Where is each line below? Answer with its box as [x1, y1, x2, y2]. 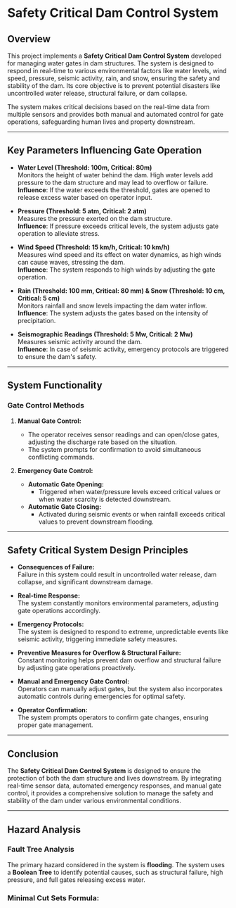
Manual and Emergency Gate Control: [17, 677, 130, 686]
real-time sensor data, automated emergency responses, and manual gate [7, 781, 222, 790]
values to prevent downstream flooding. [38, 517, 155, 526]
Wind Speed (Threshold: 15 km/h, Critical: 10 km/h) [17, 243, 170, 251]
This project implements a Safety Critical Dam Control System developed [7, 51, 222, 60]
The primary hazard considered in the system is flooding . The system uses [7, 860, 225, 869]
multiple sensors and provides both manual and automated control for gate [7, 111, 223, 118]
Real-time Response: [17, 591, 81, 600]
